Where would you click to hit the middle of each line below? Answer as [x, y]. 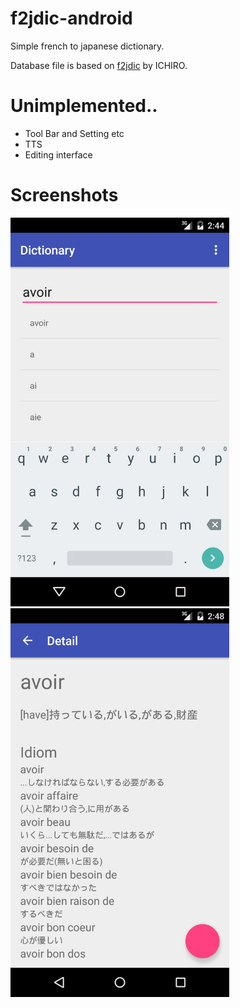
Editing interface [58, 154]
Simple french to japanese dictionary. [87, 46]
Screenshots [64, 195]
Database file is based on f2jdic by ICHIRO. [99, 65]
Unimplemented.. [84, 106]
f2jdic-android [71, 18]
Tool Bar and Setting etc [74, 133]
